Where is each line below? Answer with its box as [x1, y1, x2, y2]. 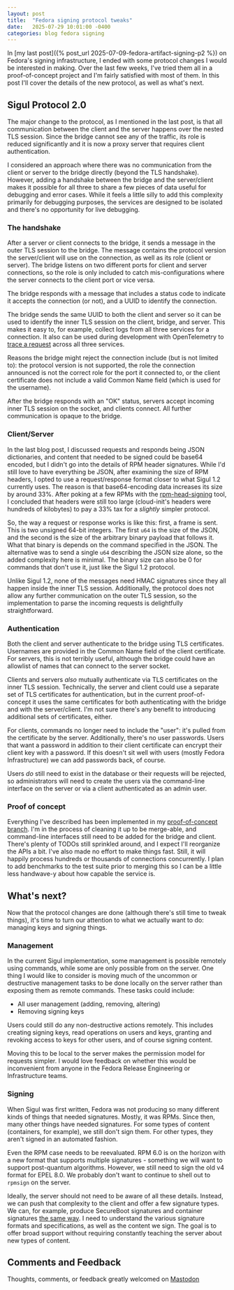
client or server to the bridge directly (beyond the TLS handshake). [7, 169, 199, 177]
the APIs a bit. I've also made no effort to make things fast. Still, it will [7, 847, 206, 856]
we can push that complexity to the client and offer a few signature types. [7, 1199, 219, 1207]
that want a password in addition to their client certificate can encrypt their [7, 741, 222, 749]
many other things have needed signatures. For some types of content [7, 1120, 210, 1128]
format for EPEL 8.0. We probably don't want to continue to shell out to [7, 1170, 211, 1179]
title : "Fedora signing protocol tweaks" [7, 17, 133, 24]
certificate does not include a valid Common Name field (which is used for [7, 376, 221, 385]
